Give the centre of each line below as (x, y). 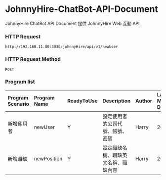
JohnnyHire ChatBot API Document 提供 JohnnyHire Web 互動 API (72, 23)
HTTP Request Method (33, 59)
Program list (20, 82)
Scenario (19, 104)
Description (117, 101)
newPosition (48, 158)
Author (144, 101)
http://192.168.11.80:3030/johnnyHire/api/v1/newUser (62, 47)
